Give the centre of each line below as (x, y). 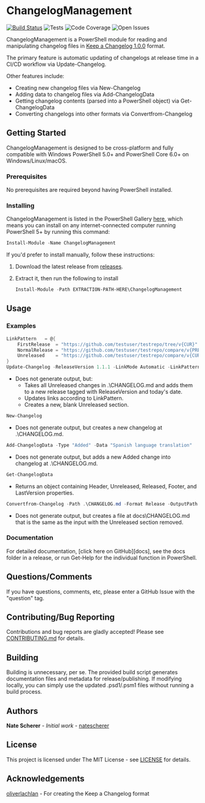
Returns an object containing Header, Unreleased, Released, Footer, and (106, 486)
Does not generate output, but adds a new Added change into (93, 457)
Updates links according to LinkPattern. (74, 398)
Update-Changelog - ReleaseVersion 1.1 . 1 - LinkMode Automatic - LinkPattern (103, 367)
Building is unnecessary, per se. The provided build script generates (92, 672)
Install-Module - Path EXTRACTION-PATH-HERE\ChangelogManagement (99, 290)
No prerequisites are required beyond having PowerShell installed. (89, 190)
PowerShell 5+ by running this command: (58, 232)
